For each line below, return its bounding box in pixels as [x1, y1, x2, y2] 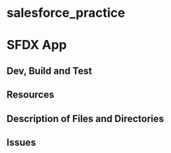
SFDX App [6, 37, 67, 53]
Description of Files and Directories [6, 112, 165, 124]
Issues [6, 136, 36, 148]
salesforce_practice [6, 5, 125, 21]
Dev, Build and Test [6, 65, 93, 76]
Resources [6, 89, 55, 101]
